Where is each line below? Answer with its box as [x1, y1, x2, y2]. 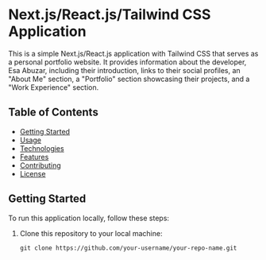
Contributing [19, 161, 61, 170]
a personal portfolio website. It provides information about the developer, [8, 57, 247, 67]
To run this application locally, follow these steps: [8, 213, 169, 223]
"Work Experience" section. [8, 82, 99, 92]
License [19, 169, 46, 178]
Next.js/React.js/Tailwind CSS [8, 6, 211, 24]
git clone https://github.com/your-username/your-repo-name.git [19, 244, 237, 252]
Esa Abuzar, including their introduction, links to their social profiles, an [8, 65, 241, 75]
